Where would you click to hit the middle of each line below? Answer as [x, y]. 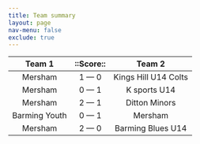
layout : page [30, 23]
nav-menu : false [35, 30]
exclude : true [32, 37]
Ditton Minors [151, 103]
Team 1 [40, 64]
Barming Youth [40, 116]
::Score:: [91, 64]
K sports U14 [151, 90]
